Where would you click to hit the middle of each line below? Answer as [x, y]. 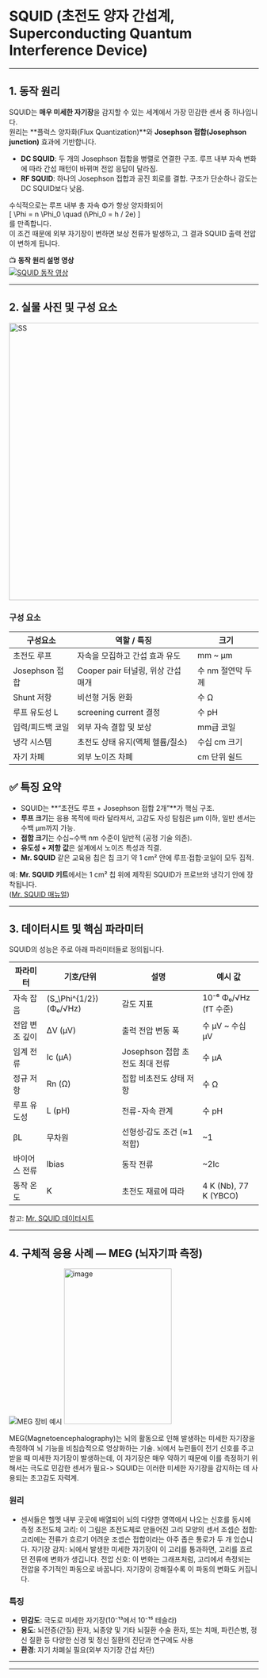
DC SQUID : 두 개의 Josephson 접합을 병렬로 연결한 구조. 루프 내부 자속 [131, 159]
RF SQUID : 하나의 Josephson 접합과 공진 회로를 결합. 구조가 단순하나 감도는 [139, 178]
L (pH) [58, 1110]
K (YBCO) [221, 1196]
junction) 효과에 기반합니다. [53, 141]
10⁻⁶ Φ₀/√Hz [226, 998]
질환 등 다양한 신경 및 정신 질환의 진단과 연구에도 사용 [111, 1640]
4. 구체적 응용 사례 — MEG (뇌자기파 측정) [106, 1253]
